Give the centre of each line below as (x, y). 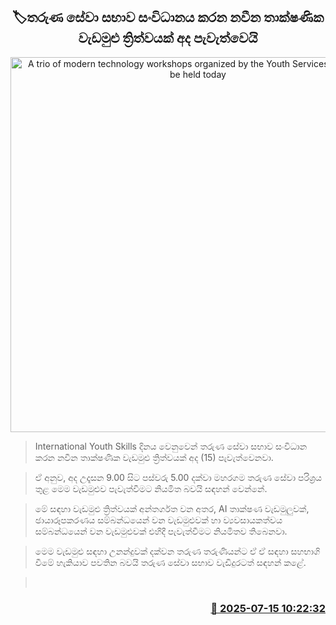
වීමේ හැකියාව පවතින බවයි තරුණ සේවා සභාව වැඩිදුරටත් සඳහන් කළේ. (170, 562)
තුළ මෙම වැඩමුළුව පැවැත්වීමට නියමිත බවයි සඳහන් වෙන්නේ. (151, 488)
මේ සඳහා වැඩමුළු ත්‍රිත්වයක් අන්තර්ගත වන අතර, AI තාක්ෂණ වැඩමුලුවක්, (172, 508)
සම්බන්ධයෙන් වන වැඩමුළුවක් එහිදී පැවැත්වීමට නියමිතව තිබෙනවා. (161, 531)
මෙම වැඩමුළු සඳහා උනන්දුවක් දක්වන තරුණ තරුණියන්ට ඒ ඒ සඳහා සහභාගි (177, 551)
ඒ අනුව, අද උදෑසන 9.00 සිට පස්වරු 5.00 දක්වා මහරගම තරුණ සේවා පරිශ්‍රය (178, 477)
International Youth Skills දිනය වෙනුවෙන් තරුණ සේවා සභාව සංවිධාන (171, 446)
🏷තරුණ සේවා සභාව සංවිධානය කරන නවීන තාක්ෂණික (168, 17)
